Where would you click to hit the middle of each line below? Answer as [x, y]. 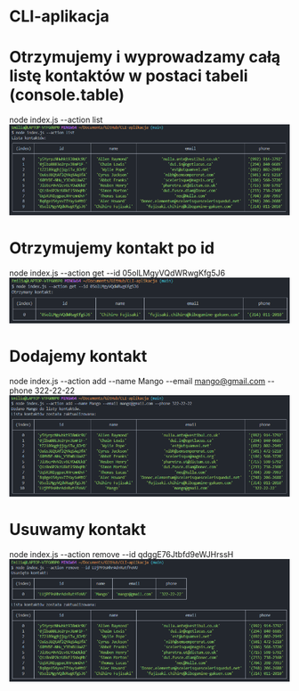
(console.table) [67, 95]
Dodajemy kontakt [78, 356]
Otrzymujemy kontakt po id [112, 248]
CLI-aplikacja [59, 16]
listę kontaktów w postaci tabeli [129, 76]
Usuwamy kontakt [78, 530]
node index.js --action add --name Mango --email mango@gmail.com [137, 381]
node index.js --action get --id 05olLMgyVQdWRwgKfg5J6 [117, 273]
